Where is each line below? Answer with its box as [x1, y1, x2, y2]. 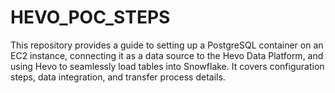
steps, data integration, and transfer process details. [10, 71, 226, 83]
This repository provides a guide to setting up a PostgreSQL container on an [10, 39, 324, 51]
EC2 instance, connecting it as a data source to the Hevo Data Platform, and [10, 49, 324, 61]
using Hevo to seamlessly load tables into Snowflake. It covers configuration [10, 60, 325, 72]
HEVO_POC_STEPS [10, 6, 171, 29]
